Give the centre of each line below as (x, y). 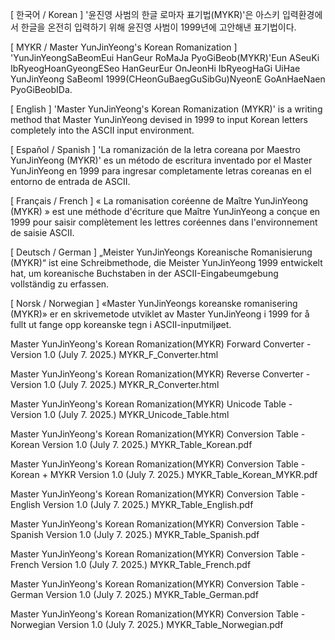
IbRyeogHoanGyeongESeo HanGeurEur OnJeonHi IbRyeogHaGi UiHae (155, 68)
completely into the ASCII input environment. (102, 130)
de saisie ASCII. (42, 232)
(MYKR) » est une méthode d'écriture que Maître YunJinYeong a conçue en (165, 211)
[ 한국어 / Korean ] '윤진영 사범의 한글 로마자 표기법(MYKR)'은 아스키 (145, 14)
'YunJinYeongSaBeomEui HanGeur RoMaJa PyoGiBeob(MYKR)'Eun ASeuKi (165, 57)
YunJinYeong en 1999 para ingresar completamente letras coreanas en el (161, 171)
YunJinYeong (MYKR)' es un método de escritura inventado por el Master (161, 160)
